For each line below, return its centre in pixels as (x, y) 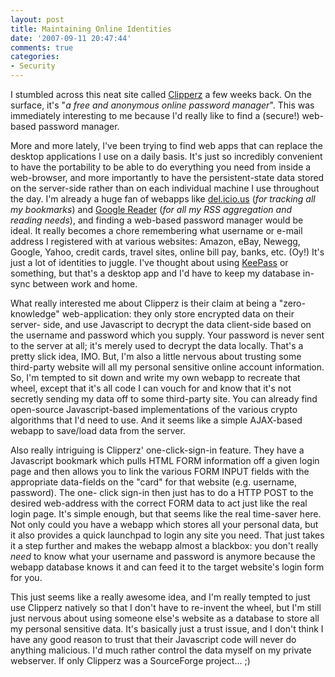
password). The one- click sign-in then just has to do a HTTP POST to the (162, 492)
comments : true (42, 47)
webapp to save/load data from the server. (98, 430)
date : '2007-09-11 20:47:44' (71, 38)
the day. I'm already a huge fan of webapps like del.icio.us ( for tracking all (163, 199)
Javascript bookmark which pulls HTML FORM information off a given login (165, 460)
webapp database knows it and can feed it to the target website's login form (167, 567)
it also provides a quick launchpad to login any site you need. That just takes (167, 535)
